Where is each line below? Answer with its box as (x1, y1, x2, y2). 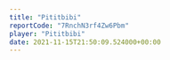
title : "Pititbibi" (9, 12, 82, 22)
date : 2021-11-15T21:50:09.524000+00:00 (9, 37, 162, 47)
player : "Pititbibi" (9, 29, 86, 38)
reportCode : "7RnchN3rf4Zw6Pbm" (9, 21, 129, 30)
